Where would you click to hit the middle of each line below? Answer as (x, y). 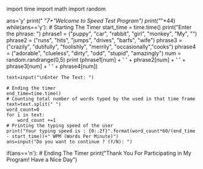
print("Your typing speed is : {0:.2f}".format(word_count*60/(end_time (101, 131)
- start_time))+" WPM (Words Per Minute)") (63, 137)
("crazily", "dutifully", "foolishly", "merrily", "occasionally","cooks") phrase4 (101, 47)
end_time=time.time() (34, 94)
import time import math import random (56, 9)
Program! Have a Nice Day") (42, 160)
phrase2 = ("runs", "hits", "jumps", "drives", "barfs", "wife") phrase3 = (94, 40)
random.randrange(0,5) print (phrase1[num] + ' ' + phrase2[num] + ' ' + (96, 60)
